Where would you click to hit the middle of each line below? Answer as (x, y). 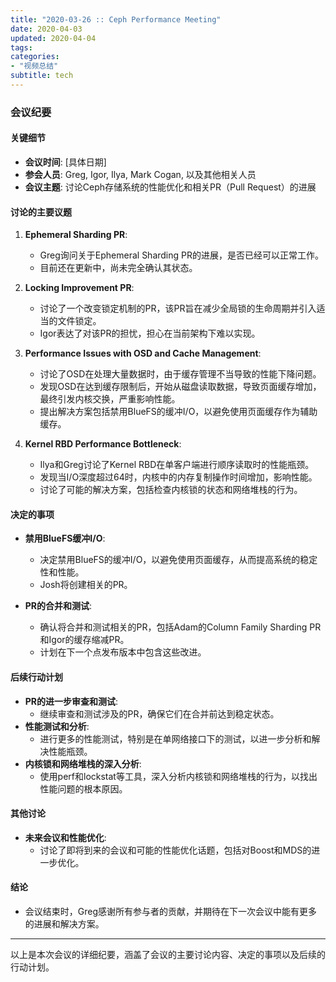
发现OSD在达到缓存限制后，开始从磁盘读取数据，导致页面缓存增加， (180, 387)
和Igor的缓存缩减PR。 (84, 640)
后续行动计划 (36, 677)
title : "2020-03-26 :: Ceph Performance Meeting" (116, 19)
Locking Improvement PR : (79, 288)
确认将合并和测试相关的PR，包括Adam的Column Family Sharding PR (180, 627)
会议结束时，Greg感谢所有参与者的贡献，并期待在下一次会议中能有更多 (171, 912)
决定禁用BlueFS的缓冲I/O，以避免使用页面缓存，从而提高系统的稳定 (178, 560)
